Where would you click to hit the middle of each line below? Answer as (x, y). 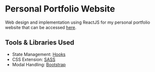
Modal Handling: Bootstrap (39, 64)
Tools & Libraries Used (40, 43)
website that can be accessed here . (41, 27)
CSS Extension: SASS (34, 59)
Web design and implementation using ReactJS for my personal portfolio (78, 22)
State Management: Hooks (39, 54)
